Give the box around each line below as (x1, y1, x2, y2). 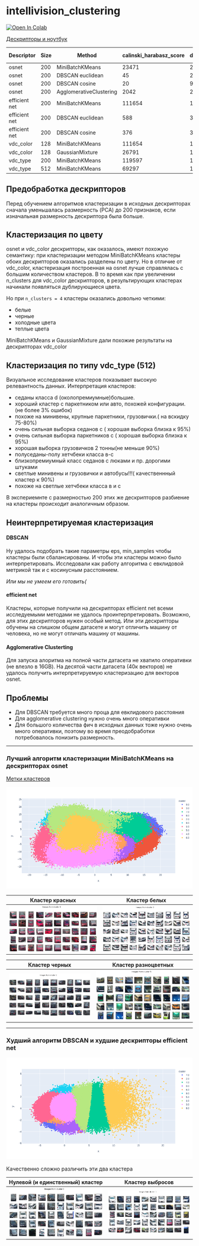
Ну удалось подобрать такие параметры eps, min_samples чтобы (6, 547, 172, 554)
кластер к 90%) (14, 476, 55, 483)
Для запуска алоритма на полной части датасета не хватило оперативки (6, 657, 192, 664)
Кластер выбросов (124, 1178, 174, 1185)
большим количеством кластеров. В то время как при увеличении (6, 270, 176, 278)
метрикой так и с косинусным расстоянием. (6, 566, 119, 573)
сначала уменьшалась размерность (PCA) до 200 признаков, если (6, 206, 176, 213)
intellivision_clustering (6, 4, 121, 18)
